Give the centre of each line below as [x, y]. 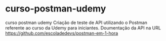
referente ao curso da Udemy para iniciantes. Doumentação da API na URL [83, 27]
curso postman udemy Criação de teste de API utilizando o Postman [76, 22]
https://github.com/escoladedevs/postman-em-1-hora [62, 33]
